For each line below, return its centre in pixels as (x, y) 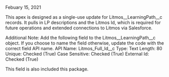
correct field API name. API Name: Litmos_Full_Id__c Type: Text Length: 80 (84, 48)
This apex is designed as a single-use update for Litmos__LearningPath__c (84, 17)
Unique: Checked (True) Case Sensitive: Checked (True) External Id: (77, 54)
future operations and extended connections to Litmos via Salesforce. (79, 28)
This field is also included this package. (47, 69)
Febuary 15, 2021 (23, 7)
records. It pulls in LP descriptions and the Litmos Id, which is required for (83, 23)
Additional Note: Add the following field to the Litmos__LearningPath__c (81, 38)
